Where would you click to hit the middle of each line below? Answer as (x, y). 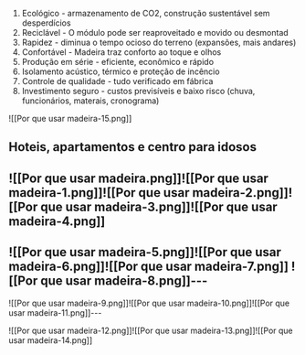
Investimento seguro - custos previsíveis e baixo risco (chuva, (138, 91)
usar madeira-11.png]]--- (55, 312)
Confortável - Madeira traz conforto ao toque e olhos (121, 52)
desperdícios (46, 23)
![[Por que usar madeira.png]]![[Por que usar (138, 178)
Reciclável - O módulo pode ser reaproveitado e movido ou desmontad (155, 32)
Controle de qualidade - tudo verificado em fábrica (117, 81)
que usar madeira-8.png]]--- (124, 281)
